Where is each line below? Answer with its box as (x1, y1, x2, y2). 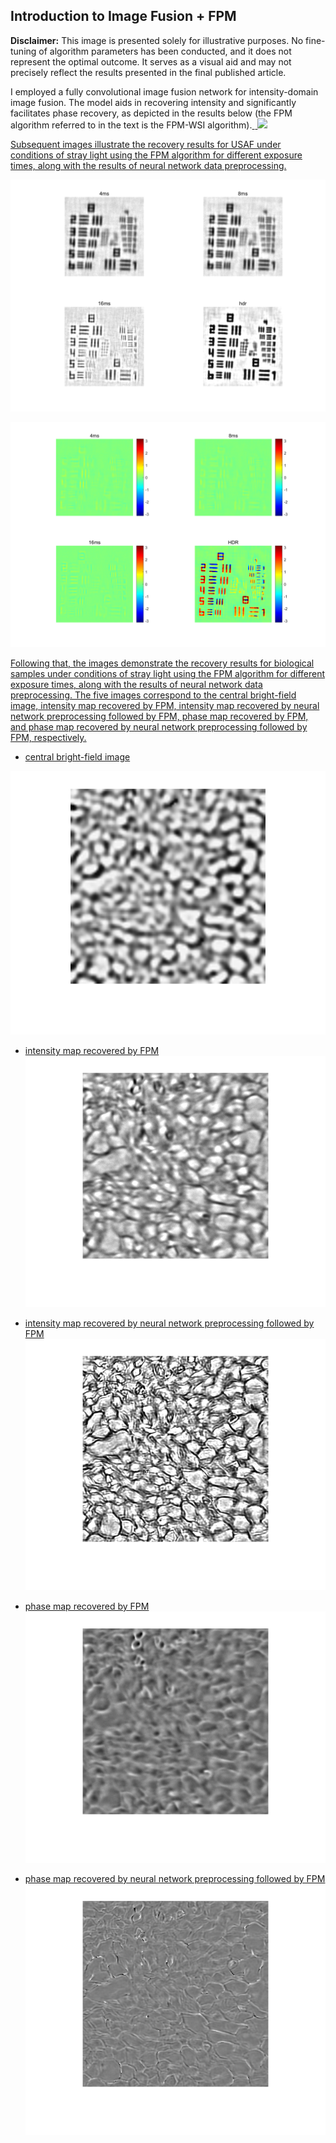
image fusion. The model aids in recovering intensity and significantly (10, 96, 297, 108)
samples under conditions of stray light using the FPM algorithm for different (10, 668, 326, 680)
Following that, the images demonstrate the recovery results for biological (10, 657, 315, 669)
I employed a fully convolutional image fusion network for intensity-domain (10, 85, 319, 98)
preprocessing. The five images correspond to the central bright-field (10, 689, 297, 701)
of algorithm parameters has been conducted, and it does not (38, 45, 292, 57)
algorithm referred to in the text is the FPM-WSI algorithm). (10, 119, 253, 131)
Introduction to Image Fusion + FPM (10, 8, 237, 25)
